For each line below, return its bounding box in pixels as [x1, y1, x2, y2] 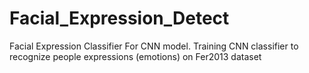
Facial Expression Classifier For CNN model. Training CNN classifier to [9, 40, 299, 52]
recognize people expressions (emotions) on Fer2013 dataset [9, 50, 262, 62]
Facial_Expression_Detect [9, 7, 230, 30]
